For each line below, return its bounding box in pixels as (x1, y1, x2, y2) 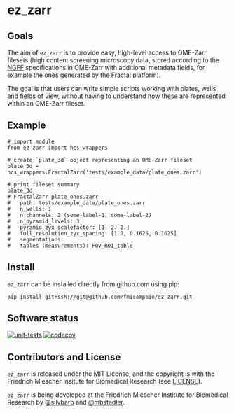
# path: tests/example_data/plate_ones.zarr (7, 199, 146, 206)
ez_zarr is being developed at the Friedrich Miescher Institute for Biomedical (7, 391, 228, 399)
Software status (7, 312, 79, 324)
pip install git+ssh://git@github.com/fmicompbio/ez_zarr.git (7, 293, 193, 300)
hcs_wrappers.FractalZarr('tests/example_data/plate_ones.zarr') (7, 169, 202, 176)
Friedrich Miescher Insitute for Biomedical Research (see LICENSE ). (7, 377, 202, 386)
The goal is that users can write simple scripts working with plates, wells (7, 85, 216, 92)
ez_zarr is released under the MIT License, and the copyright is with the (7, 370, 215, 378)
